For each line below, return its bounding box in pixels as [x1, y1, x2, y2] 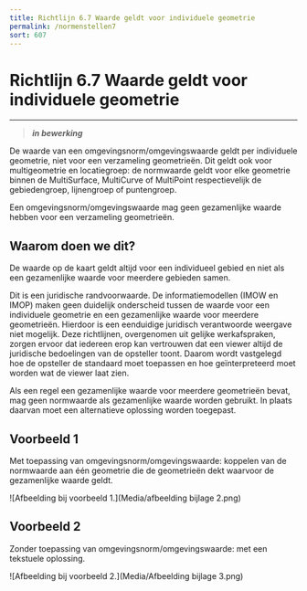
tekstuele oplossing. [9, 553, 86, 564]
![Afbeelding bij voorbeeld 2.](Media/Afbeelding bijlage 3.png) [9, 570, 244, 581]
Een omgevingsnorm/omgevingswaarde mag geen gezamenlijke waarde [9, 202, 281, 213]
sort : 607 [9, 30, 48, 39]
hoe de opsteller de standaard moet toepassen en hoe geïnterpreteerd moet [9, 358, 296, 369]
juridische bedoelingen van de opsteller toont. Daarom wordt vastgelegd [9, 348, 282, 359]
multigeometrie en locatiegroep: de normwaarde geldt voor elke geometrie [9, 165, 291, 176]
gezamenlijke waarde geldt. [9, 474, 113, 485]
